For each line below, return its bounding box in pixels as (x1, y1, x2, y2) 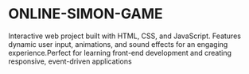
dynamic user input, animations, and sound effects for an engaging (8, 39, 228, 49)
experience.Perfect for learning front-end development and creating (8, 48, 232, 57)
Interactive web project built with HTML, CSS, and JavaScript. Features (8, 31, 241, 41)
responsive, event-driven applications (8, 56, 133, 66)
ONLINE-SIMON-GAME (8, 5, 163, 23)
